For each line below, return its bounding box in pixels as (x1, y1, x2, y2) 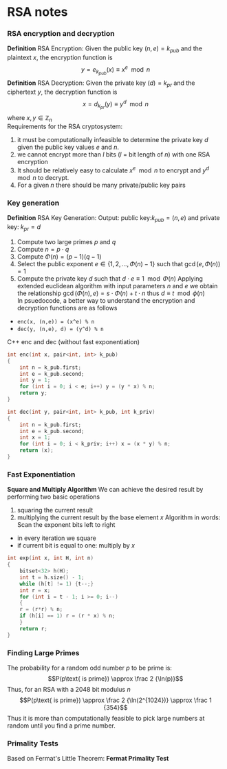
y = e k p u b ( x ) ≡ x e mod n (81, 64, 150, 77)
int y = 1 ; (19, 377, 51, 383)
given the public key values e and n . (17, 143, 119, 152)
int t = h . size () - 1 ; (19, 574, 85, 581)
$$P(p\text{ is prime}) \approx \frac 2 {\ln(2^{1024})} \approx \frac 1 (19, 696, 212, 704)
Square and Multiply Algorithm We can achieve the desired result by (7, 486, 204, 494)
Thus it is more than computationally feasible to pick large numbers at (7, 714, 205, 722)
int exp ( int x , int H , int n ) (7, 555, 94, 562)
